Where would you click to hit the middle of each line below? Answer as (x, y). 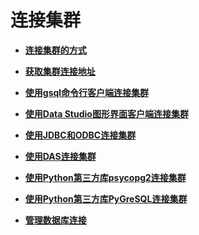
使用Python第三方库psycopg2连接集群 (105, 177)
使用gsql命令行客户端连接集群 (87, 92)
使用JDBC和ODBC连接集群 (80, 135)
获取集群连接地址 (60, 71)
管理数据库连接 (55, 220)
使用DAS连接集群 (60, 156)
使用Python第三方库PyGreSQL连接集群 (106, 198)
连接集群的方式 (55, 50)
